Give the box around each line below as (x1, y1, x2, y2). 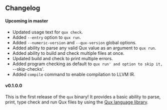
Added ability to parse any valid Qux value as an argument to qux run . (12, 45, 156, 51)
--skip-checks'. (12, 66, 44, 72)
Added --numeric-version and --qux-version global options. (12, 39, 136, 45)
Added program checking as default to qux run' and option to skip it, (12, 61, 163, 67)
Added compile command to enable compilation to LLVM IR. (12, 71, 135, 77)
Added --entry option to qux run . (12, 34, 81, 40)
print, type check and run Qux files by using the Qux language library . (5, 99, 148, 105)
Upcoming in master (5, 17, 48, 24)
